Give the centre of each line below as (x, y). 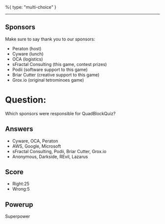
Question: (26, 100)
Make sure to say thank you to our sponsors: (50, 39)
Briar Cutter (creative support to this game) (56, 75)
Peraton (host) (27, 48)
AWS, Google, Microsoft (37, 146)
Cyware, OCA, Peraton (35, 141)
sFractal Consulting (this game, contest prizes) (59, 64)
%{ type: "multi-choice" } (31, 7)
